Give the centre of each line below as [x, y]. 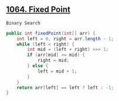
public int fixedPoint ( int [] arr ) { [51, 33]
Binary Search [23, 23]
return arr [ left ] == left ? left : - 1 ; [65, 88]
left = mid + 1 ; [57, 71]
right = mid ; [53, 61]
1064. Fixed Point [38, 10]
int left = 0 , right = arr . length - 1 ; [65, 39]
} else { [38, 66]
